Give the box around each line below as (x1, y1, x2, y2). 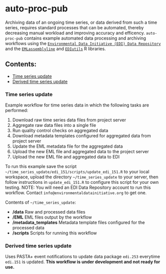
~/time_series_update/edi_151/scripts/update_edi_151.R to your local (5, 169, 150, 175)
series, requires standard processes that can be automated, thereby (5, 24, 144, 30)
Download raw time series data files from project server (12, 117, 126, 123)
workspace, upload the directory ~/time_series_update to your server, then (5, 174, 159, 180)
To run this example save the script (5, 164, 77, 169)
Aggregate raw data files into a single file (12, 122, 97, 128)
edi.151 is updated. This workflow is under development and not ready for (5, 259, 160, 265)
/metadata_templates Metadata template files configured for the (12, 219, 145, 225)
